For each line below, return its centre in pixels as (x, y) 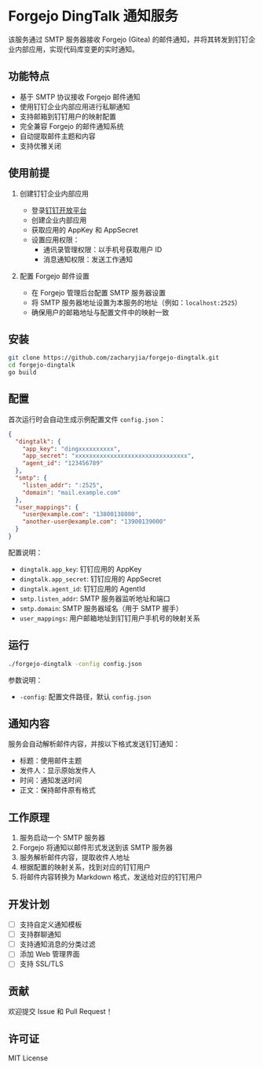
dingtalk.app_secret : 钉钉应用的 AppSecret (90, 579)
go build (22, 373)
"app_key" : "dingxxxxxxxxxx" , (72, 448)
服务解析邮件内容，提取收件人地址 (75, 858)
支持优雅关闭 (40, 145)
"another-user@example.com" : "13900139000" (95, 522)
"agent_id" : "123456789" (63, 463)
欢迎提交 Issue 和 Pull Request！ (60, 1012)
